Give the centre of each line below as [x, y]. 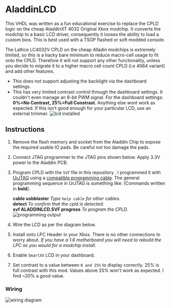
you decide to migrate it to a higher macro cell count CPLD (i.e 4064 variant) [85, 66]
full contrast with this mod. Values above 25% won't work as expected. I [88, 270]
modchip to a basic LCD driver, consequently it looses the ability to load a [82, 34]
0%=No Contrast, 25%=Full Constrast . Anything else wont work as [84, 102]
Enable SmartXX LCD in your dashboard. [54, 255]
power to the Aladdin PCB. [40, 162]
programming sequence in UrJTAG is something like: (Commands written [89, 183]
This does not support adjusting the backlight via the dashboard [80, 81]
